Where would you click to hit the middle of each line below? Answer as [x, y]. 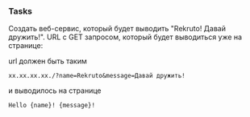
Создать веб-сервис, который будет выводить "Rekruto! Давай [117, 29]
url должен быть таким [48, 61]
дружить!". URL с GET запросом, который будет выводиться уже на [125, 37]
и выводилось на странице [55, 91]
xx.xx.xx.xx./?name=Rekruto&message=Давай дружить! [97, 76]
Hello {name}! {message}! [52, 106]
